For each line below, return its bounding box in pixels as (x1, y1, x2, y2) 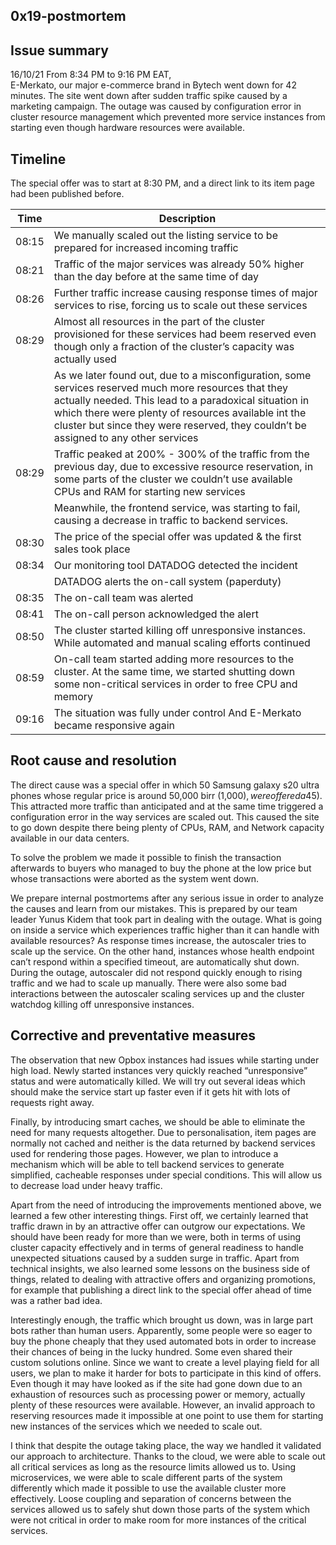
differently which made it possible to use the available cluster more (10, 1482, 287, 1494)
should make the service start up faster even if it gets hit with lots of (10, 1085, 291, 1098)
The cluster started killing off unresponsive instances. (53, 624, 306, 638)
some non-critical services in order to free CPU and (53, 677, 298, 691)
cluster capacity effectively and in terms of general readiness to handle (10, 1241, 304, 1253)
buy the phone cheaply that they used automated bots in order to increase (10, 1335, 317, 1347)
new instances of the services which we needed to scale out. (10, 1420, 263, 1432)
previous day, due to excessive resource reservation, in (53, 460, 314, 474)
